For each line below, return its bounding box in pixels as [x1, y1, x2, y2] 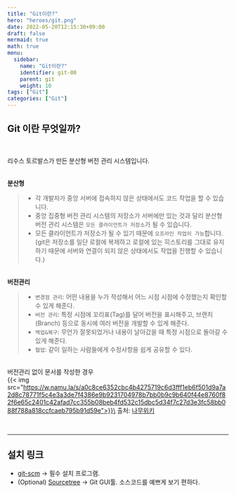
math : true [7, 43, 39, 50]
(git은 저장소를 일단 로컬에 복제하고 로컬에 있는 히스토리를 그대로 [34, 237, 212, 246]
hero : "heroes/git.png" [7, 17, 77, 24]
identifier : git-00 [20, 69, 77, 76]
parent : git [20, 75, 55, 83]
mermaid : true [7, 37, 49, 44]
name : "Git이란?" [20, 63, 68, 70]
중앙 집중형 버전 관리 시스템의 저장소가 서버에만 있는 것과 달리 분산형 [34, 211, 223, 220]
